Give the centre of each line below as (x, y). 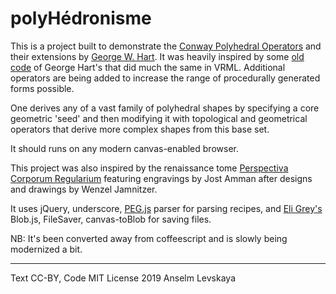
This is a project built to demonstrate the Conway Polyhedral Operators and (166, 46)
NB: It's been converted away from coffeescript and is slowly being (149, 238)
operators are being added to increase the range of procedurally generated (165, 78)
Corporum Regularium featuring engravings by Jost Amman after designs (161, 178)
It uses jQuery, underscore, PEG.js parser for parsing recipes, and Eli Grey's (166, 208)
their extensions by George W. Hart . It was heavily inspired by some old (157, 56)
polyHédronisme (81, 18)
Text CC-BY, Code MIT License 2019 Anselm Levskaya (123, 278)
